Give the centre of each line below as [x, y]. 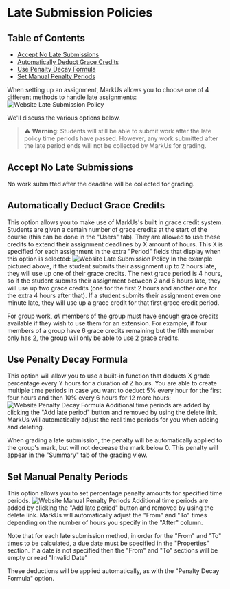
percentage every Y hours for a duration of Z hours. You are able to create [112, 383]
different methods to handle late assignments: [72, 97]
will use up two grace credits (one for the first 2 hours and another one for [112, 288]
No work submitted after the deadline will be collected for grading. [101, 184]
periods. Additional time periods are [108, 501]
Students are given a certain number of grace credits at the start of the [107, 229]
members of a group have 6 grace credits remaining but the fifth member [111, 330]
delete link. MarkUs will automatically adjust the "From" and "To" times [107, 515]
